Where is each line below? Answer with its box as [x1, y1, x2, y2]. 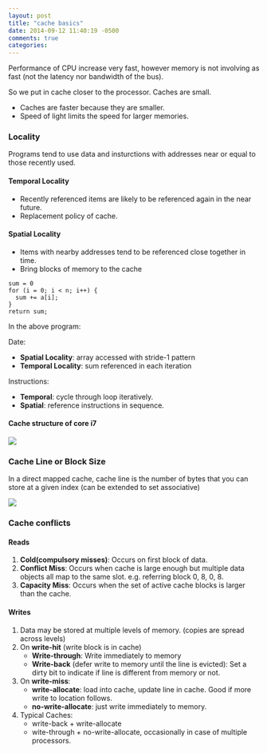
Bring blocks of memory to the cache [19, 264, 142, 273]
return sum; [8, 307, 48, 316]
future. [19, 202, 42, 212]
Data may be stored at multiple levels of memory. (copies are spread [19, 625, 245, 635]
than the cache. [19, 589, 72, 599]
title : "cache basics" [8, 19, 84, 27]
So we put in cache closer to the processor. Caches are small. [8, 87, 212, 97]
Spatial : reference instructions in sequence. [19, 400, 165, 410]
